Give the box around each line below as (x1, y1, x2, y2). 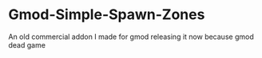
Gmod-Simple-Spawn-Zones (8, 6, 205, 24)
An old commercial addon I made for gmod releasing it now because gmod (8, 32, 254, 41)
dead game (8, 40, 46, 49)
